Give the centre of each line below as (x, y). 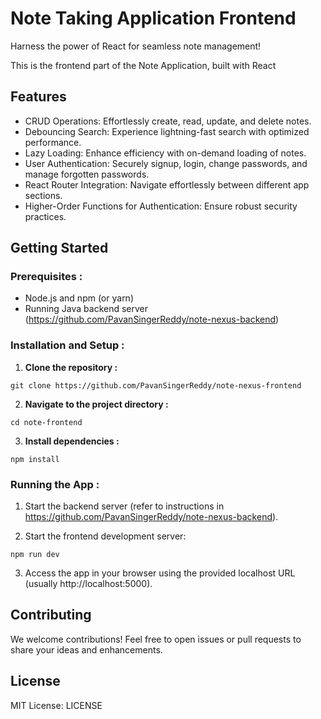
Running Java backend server (86, 309)
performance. (53, 142)
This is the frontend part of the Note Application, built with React (143, 65)
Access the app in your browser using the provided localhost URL (160, 573)
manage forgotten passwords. (87, 174)
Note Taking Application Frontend (153, 18)
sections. (43, 195)
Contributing (51, 615)
